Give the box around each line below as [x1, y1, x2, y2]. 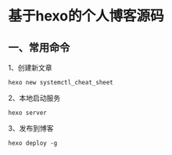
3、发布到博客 [8, 124, 54, 133]
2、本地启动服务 [8, 93, 61, 103]
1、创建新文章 [8, 63, 52, 72]
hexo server [8, 109, 47, 117]
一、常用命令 [8, 41, 70, 54]
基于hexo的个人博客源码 [8, 7, 164, 25]
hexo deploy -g [8, 139, 58, 147]
